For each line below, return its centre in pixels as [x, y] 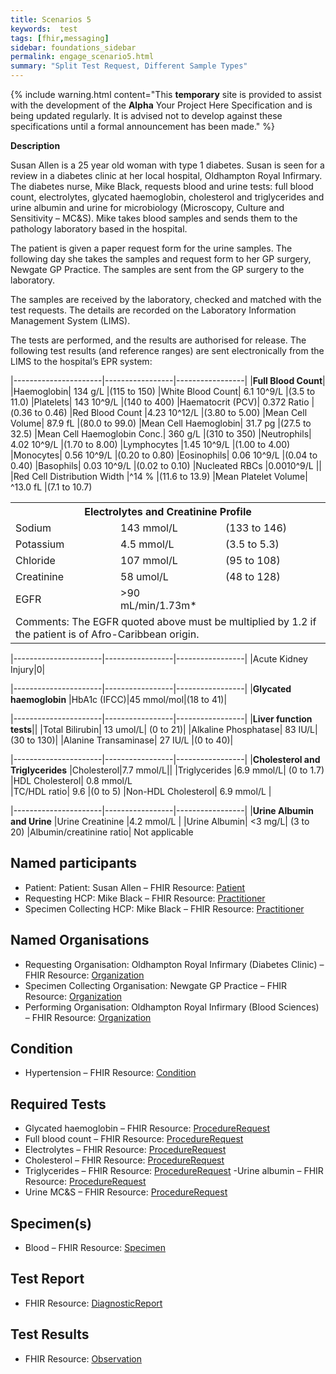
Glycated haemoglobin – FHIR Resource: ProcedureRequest [147, 1128]
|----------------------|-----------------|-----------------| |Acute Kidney [159, 659]
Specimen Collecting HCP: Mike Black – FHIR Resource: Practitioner [164, 908]
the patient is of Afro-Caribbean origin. [107, 634]
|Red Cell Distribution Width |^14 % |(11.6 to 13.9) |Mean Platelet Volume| [159, 476]
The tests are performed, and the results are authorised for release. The [158, 340]
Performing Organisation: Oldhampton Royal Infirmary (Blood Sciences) [172, 1007]
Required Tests [58, 1104]
